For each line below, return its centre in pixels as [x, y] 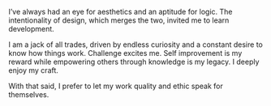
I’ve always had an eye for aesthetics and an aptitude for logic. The [120, 12]
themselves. [29, 95]
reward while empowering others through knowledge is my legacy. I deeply [134, 61]
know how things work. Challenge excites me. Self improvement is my [125, 53]
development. [31, 29]
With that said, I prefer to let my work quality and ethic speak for [116, 86]
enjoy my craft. [34, 70]
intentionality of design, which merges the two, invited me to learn [119, 20]
